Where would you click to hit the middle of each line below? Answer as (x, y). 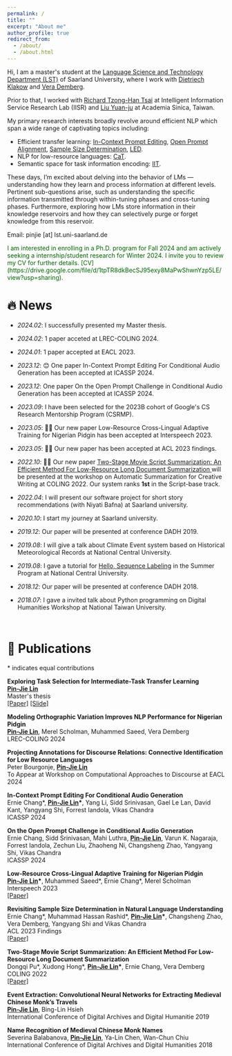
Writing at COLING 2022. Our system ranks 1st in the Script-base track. (119, 484)
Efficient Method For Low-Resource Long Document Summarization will (119, 469)
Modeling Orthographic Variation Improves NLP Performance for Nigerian (115, 717)
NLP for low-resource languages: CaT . (71, 156)
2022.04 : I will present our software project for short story (100, 497)
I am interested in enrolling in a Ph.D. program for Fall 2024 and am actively (114, 248)
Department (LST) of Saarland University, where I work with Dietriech (106, 79)
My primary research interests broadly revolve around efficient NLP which (112, 120)
